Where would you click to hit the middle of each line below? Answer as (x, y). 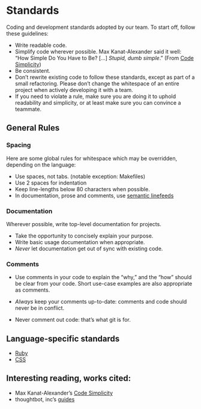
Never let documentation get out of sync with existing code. (89, 248)
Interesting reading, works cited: (69, 379)
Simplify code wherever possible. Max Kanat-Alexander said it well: (98, 51)
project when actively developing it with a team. (74, 90)
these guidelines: (28, 33)
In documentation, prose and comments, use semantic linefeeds (94, 195)
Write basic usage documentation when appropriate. (80, 242)
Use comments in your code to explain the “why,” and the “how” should (103, 277)
